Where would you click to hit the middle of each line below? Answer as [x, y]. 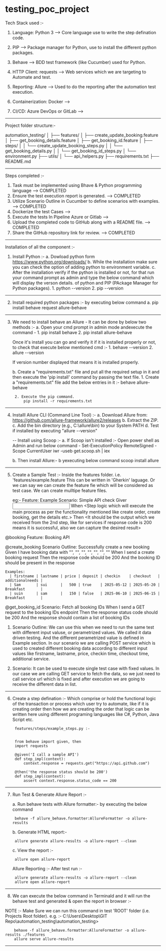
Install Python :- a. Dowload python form [53, 256]
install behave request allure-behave [49, 307]
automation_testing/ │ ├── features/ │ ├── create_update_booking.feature [82, 135]
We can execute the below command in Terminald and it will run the [81, 895]
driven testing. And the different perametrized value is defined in [78, 638]
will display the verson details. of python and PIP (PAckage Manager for [85, 283]
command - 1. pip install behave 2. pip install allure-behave [72, 332]
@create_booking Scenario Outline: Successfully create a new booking [77, 547]
